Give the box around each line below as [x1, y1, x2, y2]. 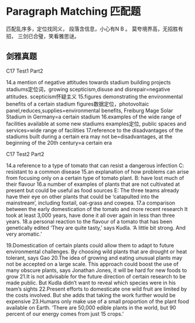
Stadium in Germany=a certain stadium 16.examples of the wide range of [6, 113, 182, 120]
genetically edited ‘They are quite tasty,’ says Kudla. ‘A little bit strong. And [6, 224, 186, 231]
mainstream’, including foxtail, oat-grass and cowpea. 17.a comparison [6, 199, 176, 206]
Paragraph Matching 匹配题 [6, 5, 141, 18]
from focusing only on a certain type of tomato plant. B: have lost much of [6, 174, 184, 181]
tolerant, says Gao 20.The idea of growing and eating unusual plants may [6, 254, 183, 261]
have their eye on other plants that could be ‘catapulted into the [6, 193, 159, 200]
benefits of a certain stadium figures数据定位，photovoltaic [6, 100, 149, 107]
